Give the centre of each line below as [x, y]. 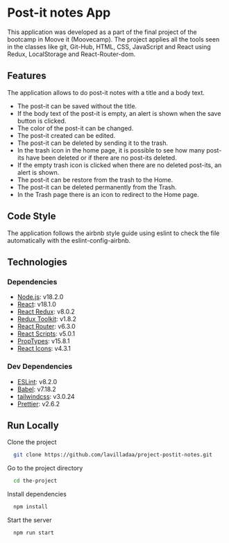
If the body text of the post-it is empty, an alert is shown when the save [119, 113]
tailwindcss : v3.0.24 [46, 396]
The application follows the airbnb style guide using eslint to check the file [113, 233]
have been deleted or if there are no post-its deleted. [101, 157]
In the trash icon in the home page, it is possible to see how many [111, 150]
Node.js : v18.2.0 [40, 297]
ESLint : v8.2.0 [37, 381]
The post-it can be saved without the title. [77, 106]
